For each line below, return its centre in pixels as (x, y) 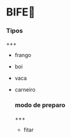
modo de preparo (40, 105)
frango (23, 55)
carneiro (25, 90)
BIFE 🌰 (21, 12)
